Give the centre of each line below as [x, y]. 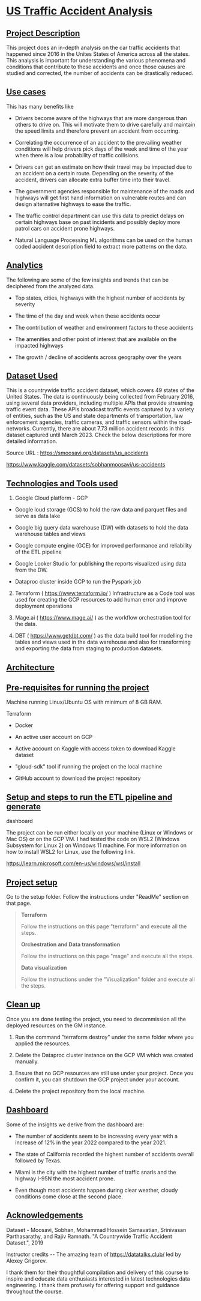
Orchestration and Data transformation [70, 944]
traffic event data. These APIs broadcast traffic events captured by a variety [100, 409]
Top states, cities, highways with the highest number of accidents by [100, 298]
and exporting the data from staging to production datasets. [89, 648]
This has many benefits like [40, 106]
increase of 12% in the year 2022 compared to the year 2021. [91, 1143]
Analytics [25, 265]
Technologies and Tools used [62, 484]
